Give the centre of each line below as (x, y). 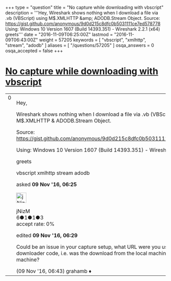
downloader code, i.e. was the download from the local (82, 253)
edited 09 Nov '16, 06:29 (47, 235)
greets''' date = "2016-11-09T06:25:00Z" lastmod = (59, 34)
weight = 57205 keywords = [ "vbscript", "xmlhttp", (93, 40)
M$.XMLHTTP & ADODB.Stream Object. (64, 120)
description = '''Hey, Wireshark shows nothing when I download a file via (82, 13)
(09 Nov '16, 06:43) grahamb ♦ (54, 271)
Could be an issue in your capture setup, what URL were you (88, 247)
